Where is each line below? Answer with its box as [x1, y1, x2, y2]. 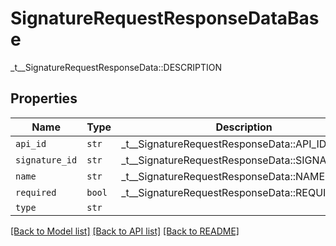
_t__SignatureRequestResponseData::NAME [121, 169, 326, 183]
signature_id [15, 154, 78, 166]
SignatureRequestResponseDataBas [10, 7, 320, 30]
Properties [10, 90, 78, 107]
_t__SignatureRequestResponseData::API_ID [121, 137, 327, 151]
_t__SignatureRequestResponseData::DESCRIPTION [10, 61, 223, 73]
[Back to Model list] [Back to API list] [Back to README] [10, 225, 240, 237]
